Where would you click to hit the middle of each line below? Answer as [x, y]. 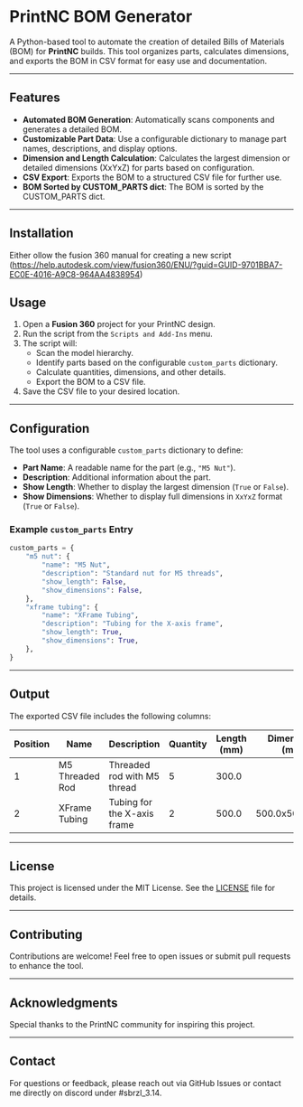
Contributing [46, 934]
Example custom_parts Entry [71, 530]
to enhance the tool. [46, 966]
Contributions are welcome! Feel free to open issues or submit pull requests [150, 956]
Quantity [188, 744]
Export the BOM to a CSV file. [91, 382]
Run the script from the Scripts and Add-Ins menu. [118, 334]
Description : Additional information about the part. [117, 477]
